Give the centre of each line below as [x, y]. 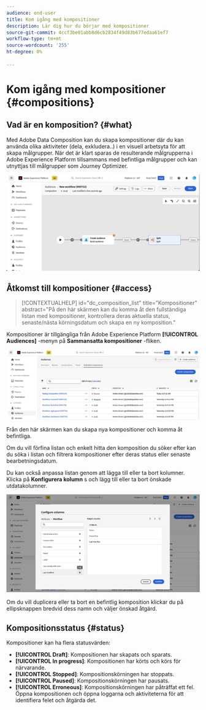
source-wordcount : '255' [38, 45]
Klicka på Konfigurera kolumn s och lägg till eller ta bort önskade [89, 479]
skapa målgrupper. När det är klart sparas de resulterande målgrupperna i [100, 153]
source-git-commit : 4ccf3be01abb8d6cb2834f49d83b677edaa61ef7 [87, 33]
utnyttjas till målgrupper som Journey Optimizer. [67, 166]
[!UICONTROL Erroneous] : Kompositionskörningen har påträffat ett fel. [105, 687]
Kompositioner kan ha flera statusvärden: [58, 643]
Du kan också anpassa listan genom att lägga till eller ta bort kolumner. [96, 473]
